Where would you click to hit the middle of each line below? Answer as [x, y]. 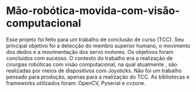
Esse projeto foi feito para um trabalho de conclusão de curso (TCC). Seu [95, 39]
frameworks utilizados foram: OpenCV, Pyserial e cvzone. [76, 83]
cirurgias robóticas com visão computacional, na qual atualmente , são [92, 64]
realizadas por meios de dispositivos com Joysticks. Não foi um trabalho [94, 70]
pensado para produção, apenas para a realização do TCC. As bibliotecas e [98, 77]
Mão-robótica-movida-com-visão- [93, 11]
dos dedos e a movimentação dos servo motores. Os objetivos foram [90, 52]
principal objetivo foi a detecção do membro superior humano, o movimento [98, 46]
